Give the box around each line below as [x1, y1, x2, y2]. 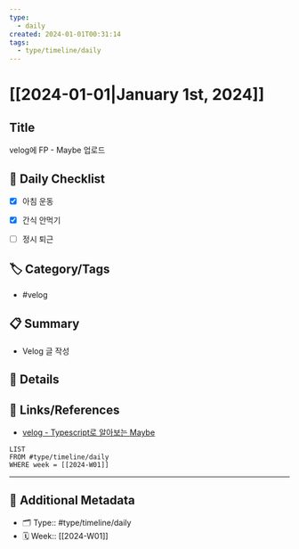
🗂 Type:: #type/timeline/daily [21, 517, 132, 528]
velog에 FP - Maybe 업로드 [9, 144, 106, 156]
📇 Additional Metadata [9, 493, 135, 508]
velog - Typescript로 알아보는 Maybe [21, 427, 156, 438]
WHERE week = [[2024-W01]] [9, 460, 109, 469]
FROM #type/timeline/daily [9, 452, 109, 462]
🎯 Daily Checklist [9, 171, 105, 186]
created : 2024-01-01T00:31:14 [9, 29, 122, 38]
